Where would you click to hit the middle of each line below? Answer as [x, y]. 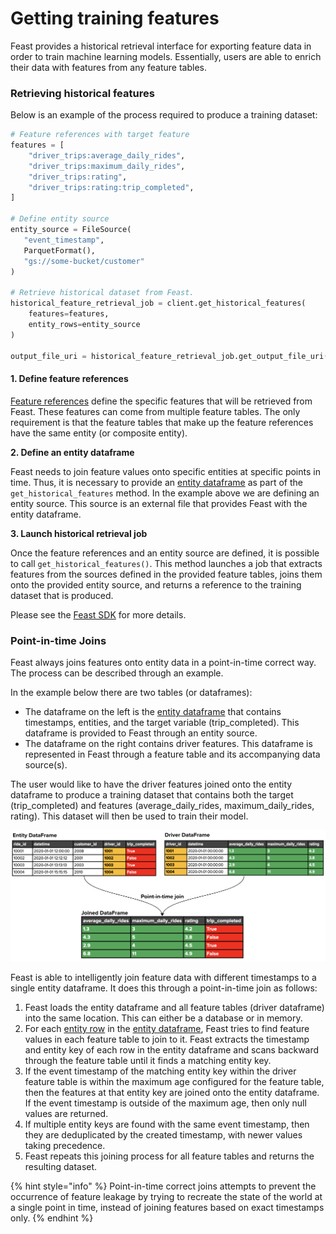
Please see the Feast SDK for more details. [98, 614]
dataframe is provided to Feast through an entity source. [141, 733]
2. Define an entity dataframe [72, 452]
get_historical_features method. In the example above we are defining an [165, 493]
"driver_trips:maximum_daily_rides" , [107, 166]
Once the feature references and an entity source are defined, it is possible [165, 553]
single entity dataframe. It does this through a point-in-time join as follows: [164, 988]
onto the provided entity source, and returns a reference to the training [156, 584]
